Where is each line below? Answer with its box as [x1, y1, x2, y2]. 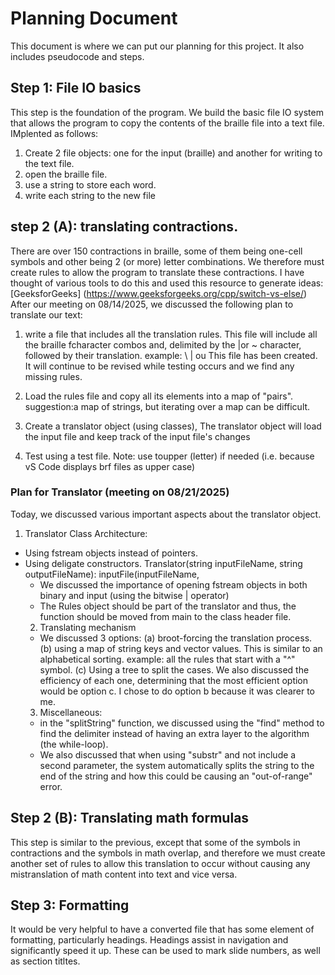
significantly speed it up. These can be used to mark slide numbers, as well [10, 945, 321, 957]
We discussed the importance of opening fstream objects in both [39, 578, 308, 591]
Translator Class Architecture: [24, 527, 148, 539]
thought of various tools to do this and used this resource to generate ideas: [10, 277, 324, 289]
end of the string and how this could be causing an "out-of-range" [39, 770, 313, 782]
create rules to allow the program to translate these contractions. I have [10, 266, 305, 278]
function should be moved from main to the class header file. [39, 610, 292, 622]
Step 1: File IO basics [10, 80, 142, 97]
